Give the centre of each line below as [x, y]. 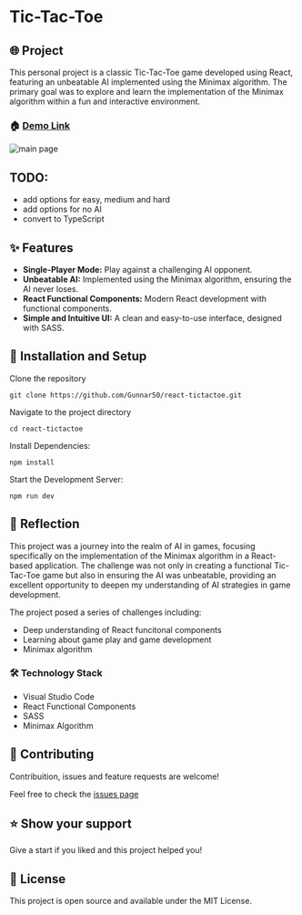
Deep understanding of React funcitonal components [122, 629]
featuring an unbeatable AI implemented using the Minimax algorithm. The [149, 82]
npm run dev [32, 496]
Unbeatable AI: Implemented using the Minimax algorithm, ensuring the [157, 279]
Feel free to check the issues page [74, 794]
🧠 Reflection [45, 524]
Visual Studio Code [59, 696]
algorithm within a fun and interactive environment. [105, 101]
